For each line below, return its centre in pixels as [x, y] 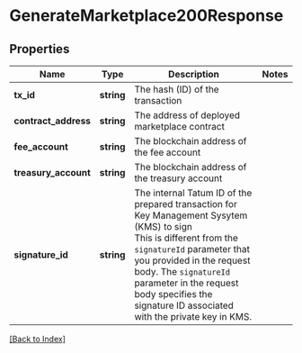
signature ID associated [184, 305]
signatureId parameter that [192, 249]
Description [194, 74]
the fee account [168, 152]
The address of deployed [187, 115]
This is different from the [186, 238]
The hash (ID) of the [177, 89]
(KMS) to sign [164, 226]
